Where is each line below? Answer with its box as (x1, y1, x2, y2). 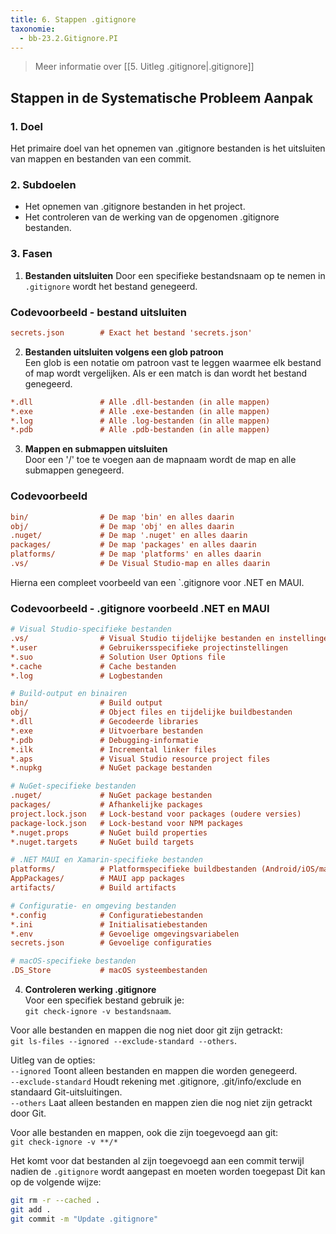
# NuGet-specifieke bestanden (10, 781, 137, 791)
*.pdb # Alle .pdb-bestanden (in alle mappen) (10, 425, 271, 435)
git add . (10, 1204, 52, 1215)
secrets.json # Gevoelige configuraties (10, 938, 213, 948)
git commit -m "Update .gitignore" (10, 1214, 159, 1224)
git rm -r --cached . (10, 1196, 101, 1206)
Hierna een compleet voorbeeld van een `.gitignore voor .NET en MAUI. (10, 576, 305, 588)
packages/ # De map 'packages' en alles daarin (10, 540, 257, 550)
